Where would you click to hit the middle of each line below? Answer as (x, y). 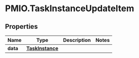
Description (77, 40)
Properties (21, 27)
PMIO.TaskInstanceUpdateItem (70, 9)
